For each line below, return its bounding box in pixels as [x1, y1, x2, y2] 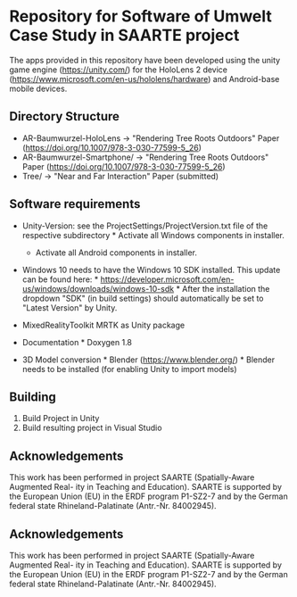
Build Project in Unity [21, 413, 100, 424]
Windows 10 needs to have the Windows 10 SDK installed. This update [21, 264, 281, 275]
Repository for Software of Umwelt [9, 6, 272, 27]
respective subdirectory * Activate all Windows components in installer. [21, 229, 285, 240]
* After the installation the [176, 283, 270, 294]
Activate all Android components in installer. [35, 247, 198, 258]
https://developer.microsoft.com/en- [100, 274, 235, 285]
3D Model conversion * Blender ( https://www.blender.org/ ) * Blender [21, 354, 275, 365]
